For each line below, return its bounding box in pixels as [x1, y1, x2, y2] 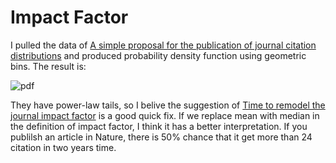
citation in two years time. [10, 141, 117, 153]
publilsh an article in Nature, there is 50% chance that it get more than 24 [10, 131, 313, 143]
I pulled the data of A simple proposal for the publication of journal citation [10, 39, 317, 51]
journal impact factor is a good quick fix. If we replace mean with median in [10, 109, 320, 121]
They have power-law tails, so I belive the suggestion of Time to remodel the [10, 99, 326, 111]
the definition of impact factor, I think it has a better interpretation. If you [10, 120, 308, 132]
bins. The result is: [10, 60, 87, 72]
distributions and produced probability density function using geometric [10, 49, 307, 61]
